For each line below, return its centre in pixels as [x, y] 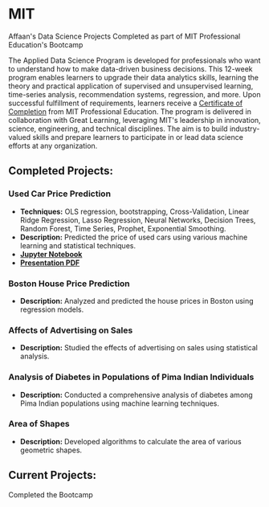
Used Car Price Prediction [59, 194]
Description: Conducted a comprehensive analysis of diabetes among [136, 395]
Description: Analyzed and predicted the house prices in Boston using [137, 301]
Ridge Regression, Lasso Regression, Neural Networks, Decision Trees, [138, 220]
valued [20, 137]
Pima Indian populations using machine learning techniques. [119, 403]
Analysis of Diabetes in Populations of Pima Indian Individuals [131, 377]
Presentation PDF [50, 263]
